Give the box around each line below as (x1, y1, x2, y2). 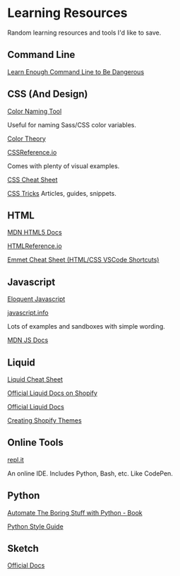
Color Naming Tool (7, 107, 62, 115)
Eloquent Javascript (7, 295, 66, 303)
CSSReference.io (7, 148, 57, 156)
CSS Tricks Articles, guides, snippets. (7, 189, 116, 197)
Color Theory (7, 134, 46, 143)
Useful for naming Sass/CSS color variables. (7, 120, 136, 129)
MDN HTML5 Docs (7, 228, 62, 237)
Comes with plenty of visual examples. (7, 161, 120, 170)
